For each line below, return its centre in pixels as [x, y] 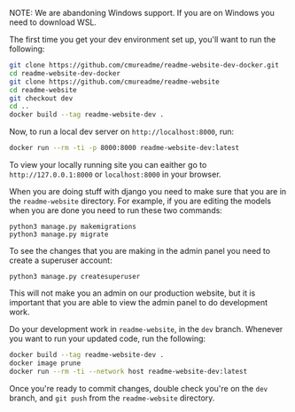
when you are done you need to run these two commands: [116, 210]
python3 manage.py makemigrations [73, 226]
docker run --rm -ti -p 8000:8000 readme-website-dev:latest [124, 148]
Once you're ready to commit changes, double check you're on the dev [139, 388]
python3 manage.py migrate [59, 234]
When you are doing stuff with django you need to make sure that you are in [148, 191]
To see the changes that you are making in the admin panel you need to [140, 251]
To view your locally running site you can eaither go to [108, 165]
